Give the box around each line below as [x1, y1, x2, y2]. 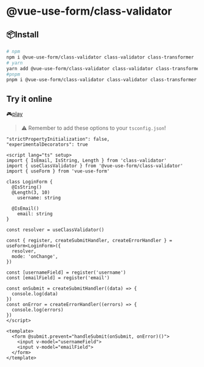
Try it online [6, 93, 53, 104]
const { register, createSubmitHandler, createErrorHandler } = [6, 238, 172, 244]
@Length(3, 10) [12, 190, 50, 196]
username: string [17, 195, 61, 201]
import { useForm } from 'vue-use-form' [6, 168, 110, 174]
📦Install [6, 29, 39, 40]
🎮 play [6, 110, 23, 118]
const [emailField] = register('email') [6, 275, 110, 281]
